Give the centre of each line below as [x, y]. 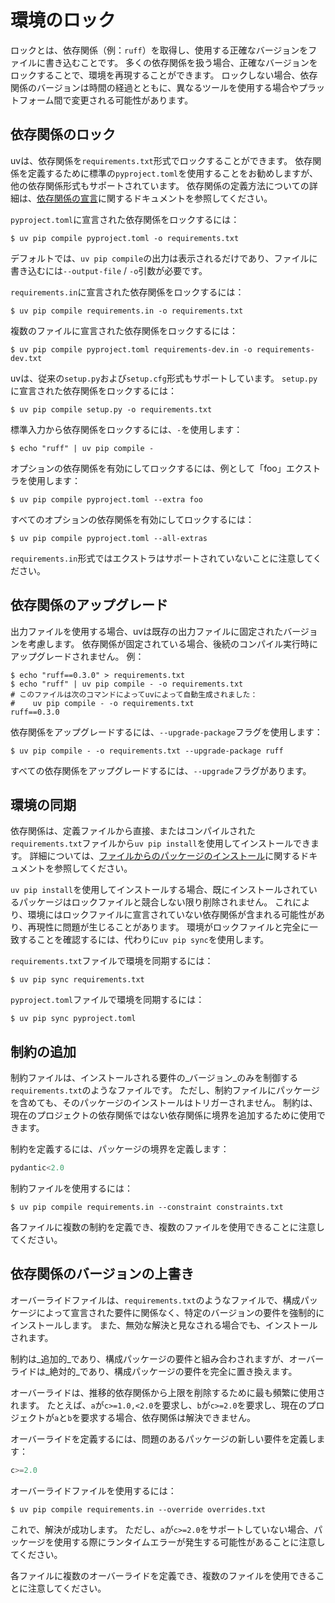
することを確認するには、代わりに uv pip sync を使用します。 [144, 940]
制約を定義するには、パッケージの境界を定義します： [120, 1149]
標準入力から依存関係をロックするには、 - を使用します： [126, 429]
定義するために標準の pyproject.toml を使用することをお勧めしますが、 [172, 173]
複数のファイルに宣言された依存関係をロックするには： [124, 330]
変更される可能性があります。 [132, 100]
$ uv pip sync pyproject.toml [73, 1019]
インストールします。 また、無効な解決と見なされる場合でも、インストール [164, 1325]
